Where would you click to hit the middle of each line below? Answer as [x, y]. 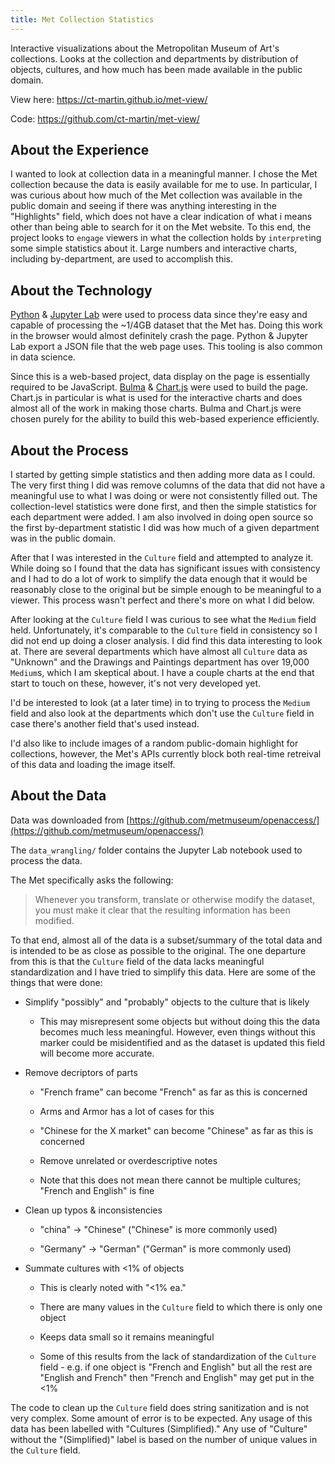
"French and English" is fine [97, 1190]
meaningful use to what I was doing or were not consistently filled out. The [164, 496]
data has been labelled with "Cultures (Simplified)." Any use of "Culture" [159, 1428]
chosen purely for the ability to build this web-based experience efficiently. [165, 419]
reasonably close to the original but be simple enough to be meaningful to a [166, 590]
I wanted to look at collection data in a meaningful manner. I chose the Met [164, 174]
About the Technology [81, 290]
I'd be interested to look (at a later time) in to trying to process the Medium [160, 703]
